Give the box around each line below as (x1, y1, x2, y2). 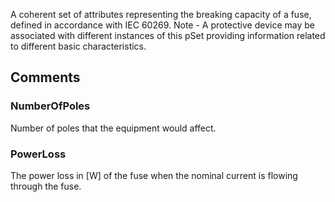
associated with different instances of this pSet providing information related (10, 30, 326, 41)
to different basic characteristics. (10, 40, 147, 52)
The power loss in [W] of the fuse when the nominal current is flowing (10, 169, 298, 181)
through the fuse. (10, 180, 82, 192)
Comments (10, 69, 81, 86)
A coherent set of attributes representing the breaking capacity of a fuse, (10, 9, 312, 20)
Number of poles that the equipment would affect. (10, 122, 217, 134)
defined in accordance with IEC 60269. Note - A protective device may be (10, 19, 315, 31)
